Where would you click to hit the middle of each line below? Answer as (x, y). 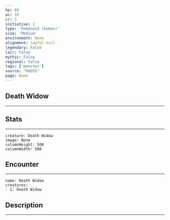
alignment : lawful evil (30, 43)
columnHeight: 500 (25, 145)
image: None (18, 140)
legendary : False (24, 48)
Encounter (22, 164)
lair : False (18, 52)
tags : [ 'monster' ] (25, 66)
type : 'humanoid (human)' (32, 29)
